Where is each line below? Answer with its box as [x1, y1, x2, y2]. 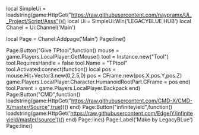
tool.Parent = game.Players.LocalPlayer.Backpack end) [6, 85, 141, 91]
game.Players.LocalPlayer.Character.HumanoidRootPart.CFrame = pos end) [6, 78, 191, 85]
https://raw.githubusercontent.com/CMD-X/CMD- [71, 97, 193, 104]
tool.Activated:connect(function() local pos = [6, 66, 116, 73]
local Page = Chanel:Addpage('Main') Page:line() [6, 36, 126, 42]
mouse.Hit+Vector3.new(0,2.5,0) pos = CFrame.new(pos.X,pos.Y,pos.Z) [6, 72, 182, 79]
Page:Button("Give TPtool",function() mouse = [6, 47, 120, 54]
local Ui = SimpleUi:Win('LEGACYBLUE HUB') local [67, 18, 191, 24]
